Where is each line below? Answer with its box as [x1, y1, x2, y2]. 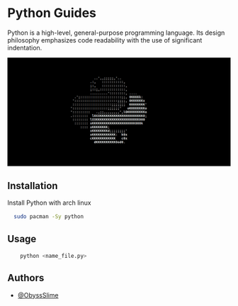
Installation [7, 179, 58, 192]
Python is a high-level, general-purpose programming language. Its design [7, 28, 225, 37]
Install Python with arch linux [7, 198, 91, 207]
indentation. [7, 43, 42, 52]
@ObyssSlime [17, 290, 59, 299]
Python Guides [7, 5, 97, 21]
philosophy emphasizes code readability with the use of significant [7, 35, 203, 44]
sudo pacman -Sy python [13, 213, 84, 220]
